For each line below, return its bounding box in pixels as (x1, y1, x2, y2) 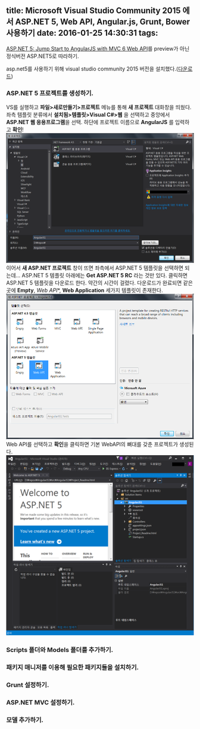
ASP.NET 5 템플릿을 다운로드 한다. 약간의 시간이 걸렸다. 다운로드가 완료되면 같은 (6, 279, 193, 286)
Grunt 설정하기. (6, 681, 49, 689)
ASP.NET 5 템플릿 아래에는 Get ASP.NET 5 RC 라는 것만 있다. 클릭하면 (21, 271, 188, 279)
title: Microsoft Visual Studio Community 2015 (6, 5, 181, 16)
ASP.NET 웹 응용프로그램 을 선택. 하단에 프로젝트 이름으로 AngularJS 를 (6, 119, 174, 126)
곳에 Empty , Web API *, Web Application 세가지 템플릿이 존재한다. (6, 286, 164, 294)
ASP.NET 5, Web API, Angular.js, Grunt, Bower (15, 17, 190, 27)
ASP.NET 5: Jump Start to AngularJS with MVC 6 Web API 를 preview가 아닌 (6, 45, 190, 52)
